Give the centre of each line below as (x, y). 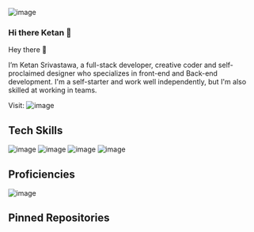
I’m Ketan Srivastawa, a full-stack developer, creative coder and (112, 65)
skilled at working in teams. (53, 90)
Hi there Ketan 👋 (40, 32)
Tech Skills (36, 130)
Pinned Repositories (59, 218)
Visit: (17, 106)
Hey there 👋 (28, 50)
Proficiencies (42, 174)
